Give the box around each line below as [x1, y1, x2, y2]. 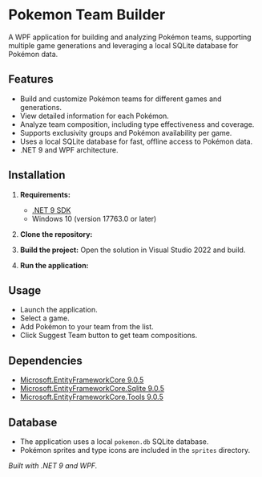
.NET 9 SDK [31, 205, 71, 214]
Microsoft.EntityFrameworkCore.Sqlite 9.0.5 [19, 384, 165, 393]
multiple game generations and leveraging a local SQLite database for [8, 40, 239, 50]
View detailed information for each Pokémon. [19, 111, 170, 120]
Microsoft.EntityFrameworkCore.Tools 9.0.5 [19, 392, 164, 402]
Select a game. [19, 313, 70, 323]
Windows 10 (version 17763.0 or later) [31, 214, 157, 223]
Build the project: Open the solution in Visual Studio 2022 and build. [19, 245, 246, 255]
